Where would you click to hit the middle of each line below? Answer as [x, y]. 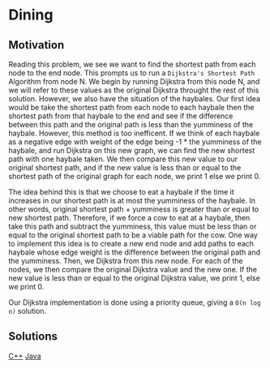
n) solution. [28, 311]
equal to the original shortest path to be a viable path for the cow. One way [133, 235]
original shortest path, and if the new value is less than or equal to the [125, 167]
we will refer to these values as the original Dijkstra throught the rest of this [134, 90]
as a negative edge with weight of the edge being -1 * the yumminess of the [135, 142]
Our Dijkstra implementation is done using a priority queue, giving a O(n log [135, 302]
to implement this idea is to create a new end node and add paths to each [131, 244]
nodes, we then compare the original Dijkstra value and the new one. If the [133, 270]
